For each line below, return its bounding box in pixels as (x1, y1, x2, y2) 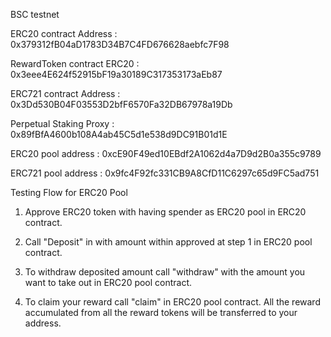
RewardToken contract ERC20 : (10, 58, 140, 69)
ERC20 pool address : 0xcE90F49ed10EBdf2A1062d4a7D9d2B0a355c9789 (10, 148, 322, 159)
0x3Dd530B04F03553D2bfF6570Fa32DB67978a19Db (10, 99, 233, 110)
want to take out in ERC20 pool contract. (24, 277, 193, 288)
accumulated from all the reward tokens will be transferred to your (24, 307, 298, 318)
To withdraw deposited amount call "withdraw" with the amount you (24, 266, 306, 278)
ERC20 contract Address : (10, 28, 118, 39)
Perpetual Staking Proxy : (10, 118, 115, 129)
